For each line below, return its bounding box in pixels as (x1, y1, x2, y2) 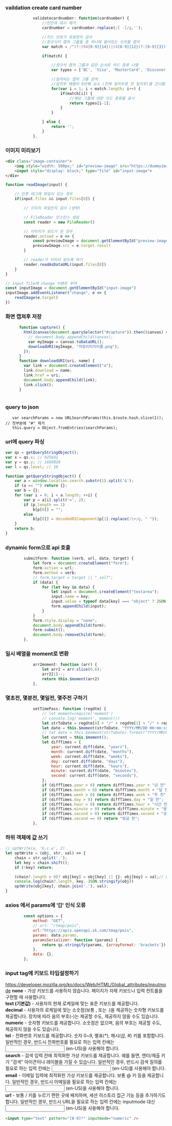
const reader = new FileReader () (24, 220, 95, 225)
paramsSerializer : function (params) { (32, 937, 118, 943)
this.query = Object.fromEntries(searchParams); (12, 425, 118, 430)
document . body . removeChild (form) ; (32, 632, 106, 637)
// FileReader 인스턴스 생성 (24, 215, 79, 220)
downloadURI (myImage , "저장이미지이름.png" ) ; (28, 344, 119, 349)
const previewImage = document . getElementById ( (32, 238, 137, 244)
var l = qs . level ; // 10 (5, 464, 58, 470)
